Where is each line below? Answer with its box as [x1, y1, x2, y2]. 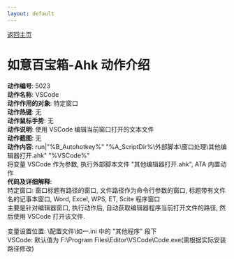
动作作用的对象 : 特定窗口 [7, 99, 78, 107]
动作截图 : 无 [7, 134, 42, 142]
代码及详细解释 [7, 177, 50, 185]
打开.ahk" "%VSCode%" [19, 151, 90, 159]
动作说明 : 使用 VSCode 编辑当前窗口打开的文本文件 [7, 125, 154, 133]
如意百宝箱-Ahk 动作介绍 [7, 57, 150, 73]
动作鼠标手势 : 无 [7, 116, 54, 125]
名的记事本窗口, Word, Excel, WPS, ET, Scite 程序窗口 [7, 194, 161, 203]
